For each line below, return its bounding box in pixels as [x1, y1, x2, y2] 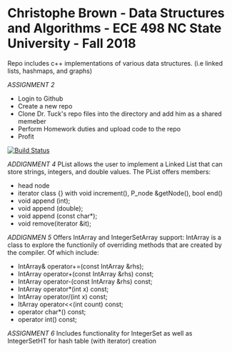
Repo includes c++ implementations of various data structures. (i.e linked [7, 59, 223, 67]
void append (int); [17, 196, 71, 205]
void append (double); [17, 203, 84, 212]
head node [17, 181, 50, 190]
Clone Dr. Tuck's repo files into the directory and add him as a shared [17, 109, 223, 118]
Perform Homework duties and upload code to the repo [17, 124, 181, 133]
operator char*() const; [17, 307, 86, 316]
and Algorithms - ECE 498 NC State [7, 20, 222, 36]
